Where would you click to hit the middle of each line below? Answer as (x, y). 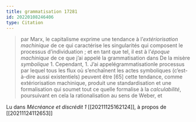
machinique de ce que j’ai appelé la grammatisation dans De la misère (105, 58)
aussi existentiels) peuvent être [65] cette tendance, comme (110, 77)
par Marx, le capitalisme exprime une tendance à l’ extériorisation (99, 39)
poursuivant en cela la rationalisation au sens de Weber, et (91, 95)
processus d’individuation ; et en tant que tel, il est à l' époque (95, 52)
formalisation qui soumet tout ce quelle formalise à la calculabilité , (101, 90)
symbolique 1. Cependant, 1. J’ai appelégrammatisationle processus (102, 64)
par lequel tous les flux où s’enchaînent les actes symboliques (96, 71)
